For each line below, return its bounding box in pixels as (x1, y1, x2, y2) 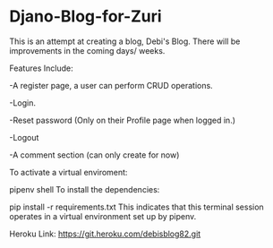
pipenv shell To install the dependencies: (9, 184, 160, 194)
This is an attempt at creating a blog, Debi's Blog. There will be (9, 36, 241, 47)
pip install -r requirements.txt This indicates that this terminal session (9, 201, 264, 212)
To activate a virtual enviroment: (9, 167, 128, 177)
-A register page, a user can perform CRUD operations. (9, 80, 213, 90)
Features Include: (9, 63, 73, 73)
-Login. (9, 97, 37, 108)
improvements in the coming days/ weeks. (9, 45, 166, 56)
